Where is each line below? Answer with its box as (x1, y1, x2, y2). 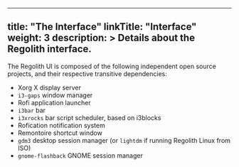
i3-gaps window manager (17, 90, 93, 99)
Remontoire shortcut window (17, 129, 103, 137)
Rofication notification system (17, 121, 105, 129)
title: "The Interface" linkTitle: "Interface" (7, 21, 197, 33)
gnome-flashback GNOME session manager (17, 151, 144, 160)
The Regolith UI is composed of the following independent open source (7, 62, 217, 70)
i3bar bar (17, 106, 46, 114)
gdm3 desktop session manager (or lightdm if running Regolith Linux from (17, 136, 231, 144)
